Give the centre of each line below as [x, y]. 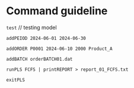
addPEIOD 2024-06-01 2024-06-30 [46, 38]
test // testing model [32, 27]
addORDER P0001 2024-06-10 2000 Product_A [59, 49]
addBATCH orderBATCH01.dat [39, 59]
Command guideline [57, 11]
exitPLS [16, 80]
